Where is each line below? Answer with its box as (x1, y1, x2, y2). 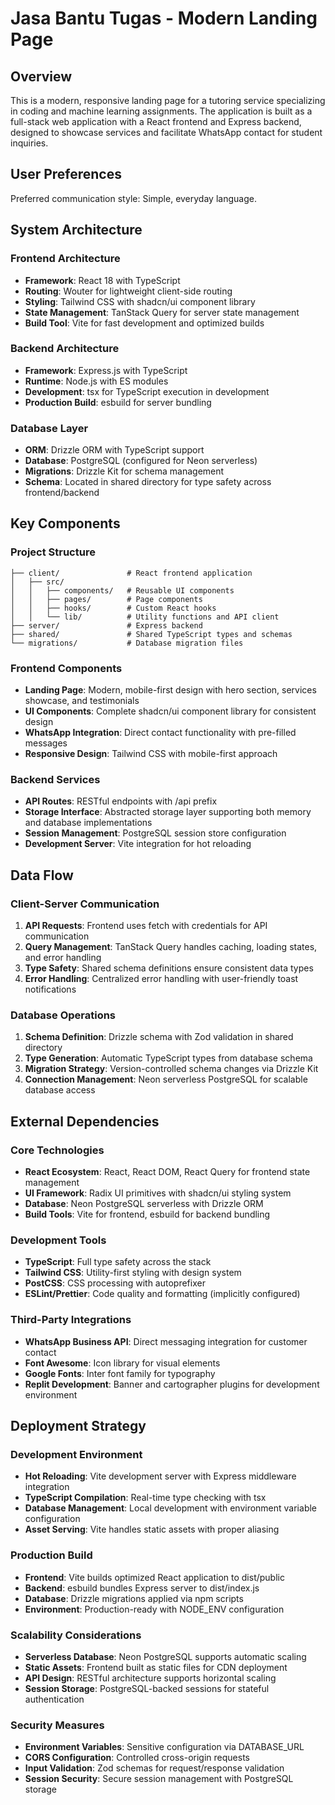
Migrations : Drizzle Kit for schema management (24, 465, 225, 477)
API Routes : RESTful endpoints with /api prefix (24, 795, 218, 807)
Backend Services (10, 773, 101, 786)
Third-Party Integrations (10, 1313, 132, 1327)
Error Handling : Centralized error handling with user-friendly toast (24, 973, 299, 985)
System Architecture (10, 222, 143, 239)
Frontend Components (10, 661, 123, 675)
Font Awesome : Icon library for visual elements (24, 1357, 221, 1369)
